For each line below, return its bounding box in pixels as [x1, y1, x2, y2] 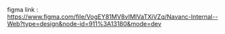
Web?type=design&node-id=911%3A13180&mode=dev [7, 20, 162, 27]
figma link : [7, 6, 38, 13]
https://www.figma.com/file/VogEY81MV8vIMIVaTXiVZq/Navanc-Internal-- [7, 13, 218, 21]
